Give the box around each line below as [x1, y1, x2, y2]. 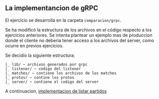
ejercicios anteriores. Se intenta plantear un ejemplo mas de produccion [5, 32, 153, 38]
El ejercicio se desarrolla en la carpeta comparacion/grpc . [5, 17, 122, 23]
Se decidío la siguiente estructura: [5, 52, 76, 58]
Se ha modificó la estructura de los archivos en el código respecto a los [5, 27, 152, 33]
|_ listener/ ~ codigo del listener [5, 66, 81, 71]
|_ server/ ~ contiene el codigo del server [5, 79, 99, 84]
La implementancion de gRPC [5, 4, 98, 12]
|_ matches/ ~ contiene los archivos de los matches [5, 71, 117, 76]
